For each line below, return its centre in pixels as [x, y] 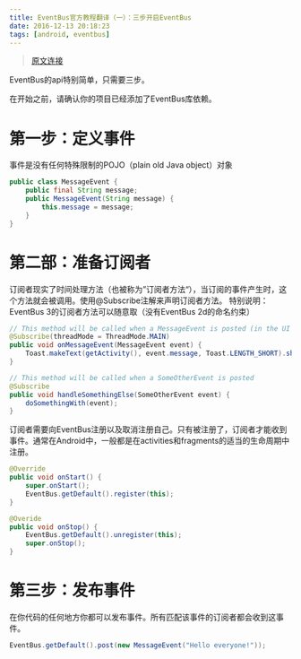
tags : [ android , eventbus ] [60, 34]
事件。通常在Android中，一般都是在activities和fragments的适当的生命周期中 [149, 441]
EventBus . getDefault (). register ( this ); [100, 494]
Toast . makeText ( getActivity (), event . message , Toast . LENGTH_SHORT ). [156, 354]
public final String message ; [82, 191]
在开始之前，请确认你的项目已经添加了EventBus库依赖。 [113, 99]
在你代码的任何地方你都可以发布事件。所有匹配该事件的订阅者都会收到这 [142, 617]
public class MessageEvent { [64, 182]
